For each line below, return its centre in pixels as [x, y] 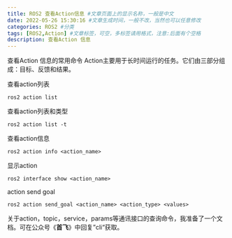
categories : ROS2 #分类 [41, 27]
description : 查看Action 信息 [49, 40]
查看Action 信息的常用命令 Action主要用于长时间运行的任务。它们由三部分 [113, 61]
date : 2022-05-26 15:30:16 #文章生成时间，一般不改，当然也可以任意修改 [104, 20]
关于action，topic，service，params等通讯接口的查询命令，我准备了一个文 [115, 218]
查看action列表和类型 [38, 111]
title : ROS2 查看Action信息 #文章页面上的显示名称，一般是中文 [91, 14]
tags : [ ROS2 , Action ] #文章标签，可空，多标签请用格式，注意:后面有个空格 [104, 33]
